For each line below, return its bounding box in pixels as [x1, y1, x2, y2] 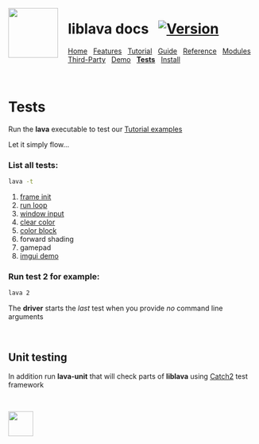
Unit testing [8, 350, 68, 364]
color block [19, 226, 57, 236]
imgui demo [19, 251, 60, 261]
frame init [19, 192, 52, 202]
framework [8, 380, 44, 390]
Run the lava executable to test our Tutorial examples [8, 124, 183, 134]
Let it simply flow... [8, 139, 70, 149]
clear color [19, 217, 56, 227]
